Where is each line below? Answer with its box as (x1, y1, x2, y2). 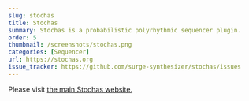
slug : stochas (8, 11, 55, 20)
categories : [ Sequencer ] (8, 48, 90, 56)
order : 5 (8, 33, 37, 42)
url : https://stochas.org (8, 56, 93, 64)
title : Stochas (8, 19, 58, 27)
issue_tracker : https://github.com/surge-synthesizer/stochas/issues (8, 63, 242, 71)
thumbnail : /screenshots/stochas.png (8, 41, 132, 49)
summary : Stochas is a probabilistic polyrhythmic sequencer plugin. (8, 26, 242, 34)
